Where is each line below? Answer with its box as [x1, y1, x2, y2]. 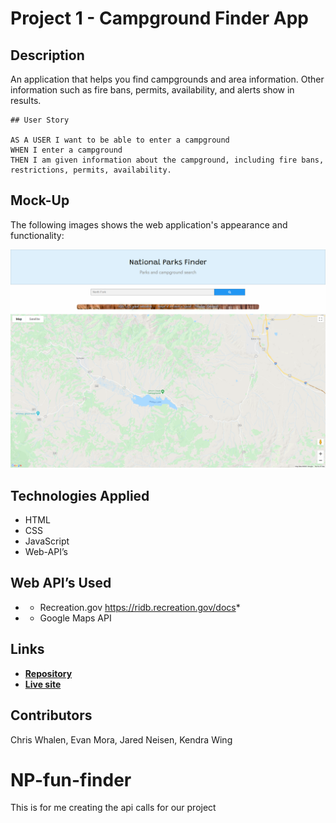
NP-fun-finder [10, 768, 132, 791]
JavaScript [24, 535, 70, 547]
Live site [24, 678, 62, 690]
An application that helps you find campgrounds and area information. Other [10, 73, 325, 85]
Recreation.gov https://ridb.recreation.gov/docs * [39, 601, 241, 613]
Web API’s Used [10, 575, 112, 592]
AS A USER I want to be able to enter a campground [10, 135, 230, 145]
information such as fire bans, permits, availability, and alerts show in [10, 84, 295, 96]
